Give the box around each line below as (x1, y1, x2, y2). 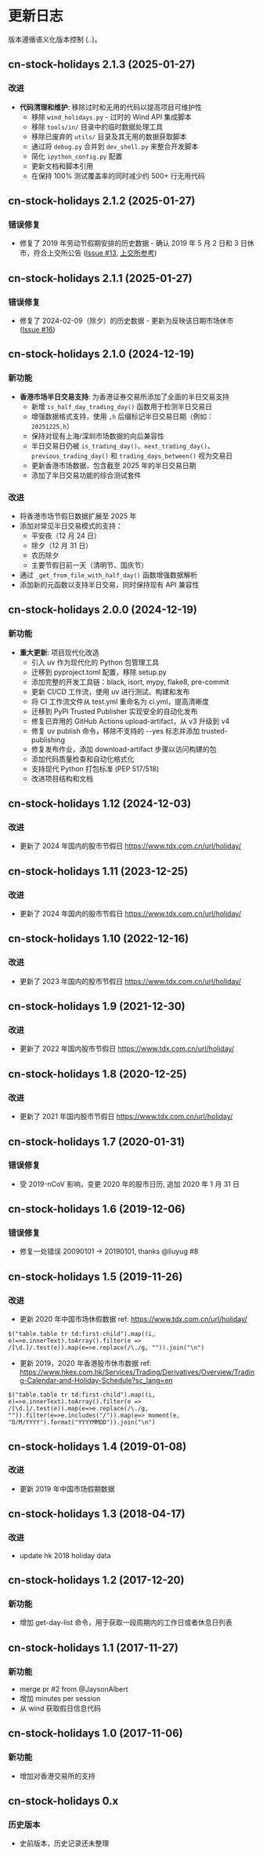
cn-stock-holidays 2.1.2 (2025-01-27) (8, 194, 196, 208)
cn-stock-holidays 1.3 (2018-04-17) (8, 1507, 186, 1520)
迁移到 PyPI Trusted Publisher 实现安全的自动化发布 (31, 706, 198, 715)
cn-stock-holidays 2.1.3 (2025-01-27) (8, 58, 196, 71)
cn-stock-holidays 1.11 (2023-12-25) (8, 865, 189, 878)
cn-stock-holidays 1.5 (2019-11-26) (8, 1270, 183, 1283)
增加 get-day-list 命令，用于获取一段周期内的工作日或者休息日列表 (19, 1618, 232, 1627)
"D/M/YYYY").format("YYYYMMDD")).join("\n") (8, 1418, 156, 1426)
